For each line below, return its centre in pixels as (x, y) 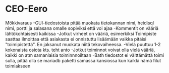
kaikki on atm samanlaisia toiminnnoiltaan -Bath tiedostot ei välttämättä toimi (85, 55)
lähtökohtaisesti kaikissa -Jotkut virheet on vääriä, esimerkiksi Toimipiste (81, 33)
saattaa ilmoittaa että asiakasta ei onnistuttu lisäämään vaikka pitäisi (76, 39)
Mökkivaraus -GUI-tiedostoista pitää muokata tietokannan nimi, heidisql (80, 23)
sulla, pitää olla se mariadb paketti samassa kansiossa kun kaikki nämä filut (83, 60)
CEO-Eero (26, 9)
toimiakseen (18, 66)
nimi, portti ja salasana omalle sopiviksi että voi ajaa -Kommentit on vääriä (82, 28)
